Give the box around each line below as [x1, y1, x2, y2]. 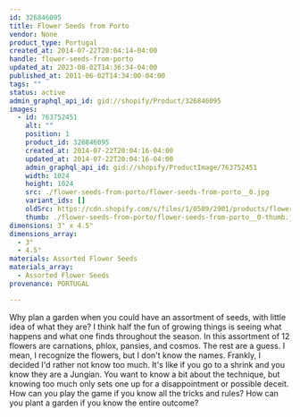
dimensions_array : [9, 229, 78, 238]
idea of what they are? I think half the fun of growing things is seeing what [9, 321, 282, 332]
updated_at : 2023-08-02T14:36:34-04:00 [9, 64, 158, 72]
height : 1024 [25, 180, 74, 189]
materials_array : [9, 263, 74, 272]
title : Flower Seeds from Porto [9, 21, 129, 30]
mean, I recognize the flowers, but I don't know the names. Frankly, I [9, 350, 262, 361]
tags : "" [9, 80, 42, 89]
